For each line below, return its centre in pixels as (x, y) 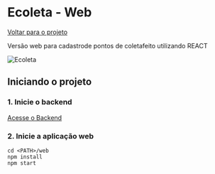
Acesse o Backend (35, 117)
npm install (25, 157)
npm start (22, 163)
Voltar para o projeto (38, 32)
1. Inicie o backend (40, 102)
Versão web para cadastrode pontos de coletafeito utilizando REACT (107, 45)
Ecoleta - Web (50, 12)
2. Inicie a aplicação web (51, 136)
